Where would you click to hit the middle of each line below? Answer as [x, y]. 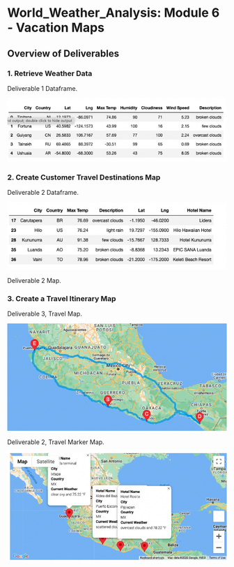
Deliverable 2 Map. [34, 281]
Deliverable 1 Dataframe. [42, 88]
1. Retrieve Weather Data [50, 73]
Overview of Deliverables [63, 53]
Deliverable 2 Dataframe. [43, 193]
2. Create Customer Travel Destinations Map [84, 177]
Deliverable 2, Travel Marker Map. [56, 442]
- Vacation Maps [56, 28]
